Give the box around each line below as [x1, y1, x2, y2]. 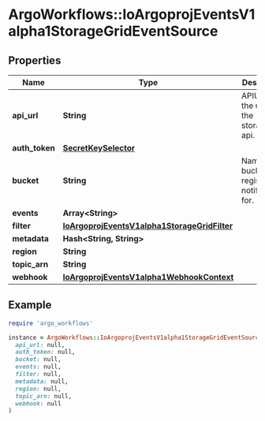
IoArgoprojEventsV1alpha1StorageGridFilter [62, 221, 233, 231]
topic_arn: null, [15, 392, 73, 400]
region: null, [15, 385, 62, 393]
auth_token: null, [15, 348, 77, 356]
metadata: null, [15, 377, 69, 386]
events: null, [15, 363, 62, 371]
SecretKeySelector [62, 143, 136, 153]
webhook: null [15, 400, 62, 408]
